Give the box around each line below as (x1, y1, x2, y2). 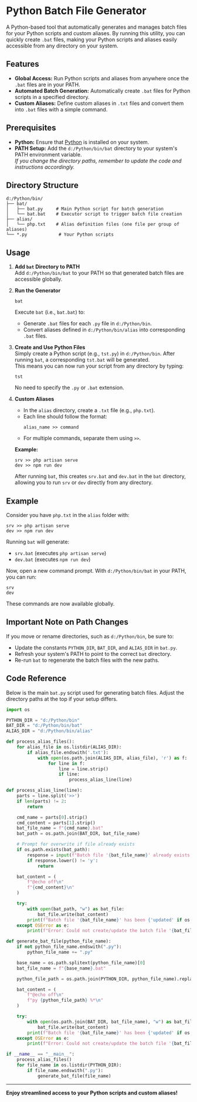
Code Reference (6, 674, 67, 683)
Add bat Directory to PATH (14, 263, 80, 270)
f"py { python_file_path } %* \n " (27, 998, 104, 1004)
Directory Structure (6, 180, 79, 190)
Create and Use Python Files (14, 344, 86, 351)
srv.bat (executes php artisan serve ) (14, 550, 107, 556)
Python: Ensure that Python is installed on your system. (14, 138, 150, 145)
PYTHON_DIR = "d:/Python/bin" (6, 717, 80, 723)
